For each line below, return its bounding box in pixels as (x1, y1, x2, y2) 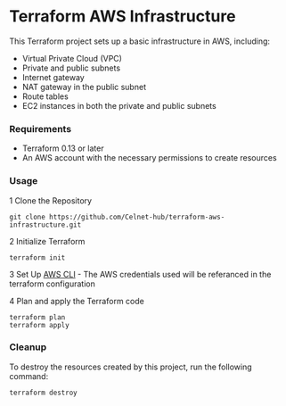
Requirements (9, 122, 72, 135)
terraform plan (9, 312, 66, 322)
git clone (9, 212, 46, 221)
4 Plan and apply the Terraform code (9, 295, 144, 306)
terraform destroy (9, 388, 78, 397)
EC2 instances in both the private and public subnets (21, 100, 217, 111)
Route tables (21, 91, 69, 102)
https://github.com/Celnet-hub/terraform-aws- (48, 212, 225, 221)
